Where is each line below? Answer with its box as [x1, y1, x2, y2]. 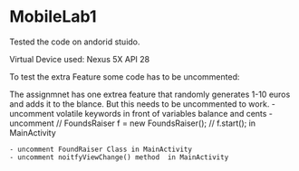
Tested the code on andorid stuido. [9, 36, 140, 47]
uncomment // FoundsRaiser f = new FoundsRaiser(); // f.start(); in [9, 118, 256, 128]
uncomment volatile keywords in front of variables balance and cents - [9, 108, 274, 119]
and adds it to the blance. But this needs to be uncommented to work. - [9, 98, 276, 109]
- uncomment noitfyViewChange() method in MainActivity [9, 152, 229, 162]
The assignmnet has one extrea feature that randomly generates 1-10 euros [9, 89, 291, 100]
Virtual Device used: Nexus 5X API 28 [9, 53, 150, 64]
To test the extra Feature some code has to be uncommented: [9, 71, 240, 82]
